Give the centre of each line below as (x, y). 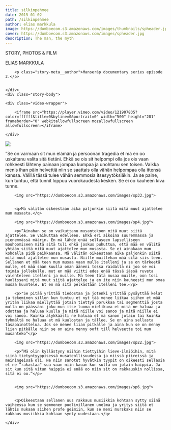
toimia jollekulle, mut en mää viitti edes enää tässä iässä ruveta (79, 271)
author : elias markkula (31, 24)
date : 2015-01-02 (24, 15)
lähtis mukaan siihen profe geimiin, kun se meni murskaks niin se (78, 409)
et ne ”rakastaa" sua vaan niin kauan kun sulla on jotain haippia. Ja (83, 365)
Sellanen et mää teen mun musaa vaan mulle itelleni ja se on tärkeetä (83, 262)
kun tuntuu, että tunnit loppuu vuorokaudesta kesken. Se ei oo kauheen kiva (85, 180)
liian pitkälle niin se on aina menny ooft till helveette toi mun (78, 329)
